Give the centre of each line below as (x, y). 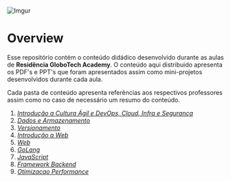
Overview (35, 38)
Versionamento (38, 128)
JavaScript (33, 157)
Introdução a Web (43, 135)
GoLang (29, 149)
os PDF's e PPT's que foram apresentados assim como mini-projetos (105, 71)
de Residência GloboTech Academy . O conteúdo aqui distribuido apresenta (115, 65)
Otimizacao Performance (53, 171)
